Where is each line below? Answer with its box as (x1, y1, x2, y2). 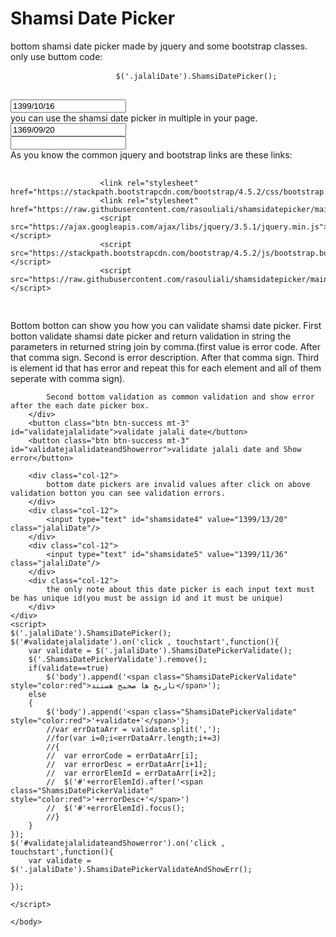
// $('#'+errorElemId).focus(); (46, 803, 186, 813)
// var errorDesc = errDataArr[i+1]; (46, 759, 208, 769)
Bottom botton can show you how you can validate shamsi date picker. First (10, 319, 322, 331)
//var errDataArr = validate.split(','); (46, 724, 222, 734)
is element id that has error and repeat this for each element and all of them (10, 362, 322, 374)
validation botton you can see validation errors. (10, 488, 226, 498)
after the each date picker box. (10, 400, 150, 411)
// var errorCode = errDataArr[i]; (46, 750, 199, 761)
